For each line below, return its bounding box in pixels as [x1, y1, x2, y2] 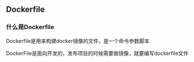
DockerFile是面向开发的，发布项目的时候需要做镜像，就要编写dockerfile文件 [6, 49, 189, 57]
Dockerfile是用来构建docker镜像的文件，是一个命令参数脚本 [6, 37, 150, 44]
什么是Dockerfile [6, 23, 54, 31]
